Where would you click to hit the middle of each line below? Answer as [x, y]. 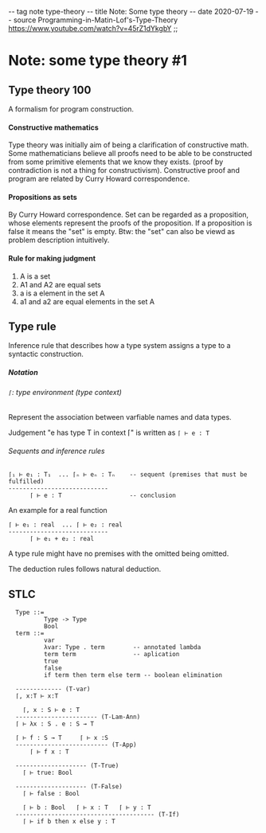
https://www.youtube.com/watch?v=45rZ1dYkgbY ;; [93, 28]
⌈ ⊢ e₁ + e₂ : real [61, 539]
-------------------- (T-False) [69, 787]
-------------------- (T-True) [67, 766]
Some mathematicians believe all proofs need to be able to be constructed [130, 154]
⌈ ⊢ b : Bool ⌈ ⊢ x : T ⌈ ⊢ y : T [87, 808]
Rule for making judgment [52, 258]
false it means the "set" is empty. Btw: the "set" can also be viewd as [121, 232]
